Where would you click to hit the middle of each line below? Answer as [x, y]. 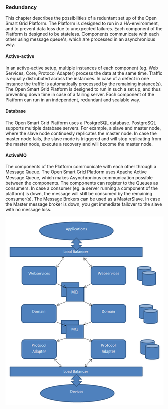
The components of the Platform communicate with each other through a [81, 166]
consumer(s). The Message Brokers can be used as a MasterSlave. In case [83, 199]
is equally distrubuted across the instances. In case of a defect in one [77, 78]
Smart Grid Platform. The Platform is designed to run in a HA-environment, [82, 23]
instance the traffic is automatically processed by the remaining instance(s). [84, 84]
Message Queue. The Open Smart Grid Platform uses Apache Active [76, 172]
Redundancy [21, 7]
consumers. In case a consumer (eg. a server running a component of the [82, 188]
